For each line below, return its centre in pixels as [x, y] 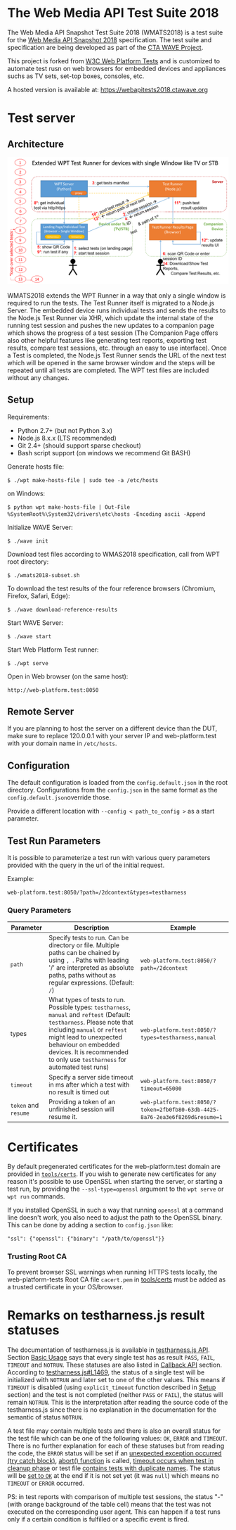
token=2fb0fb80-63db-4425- [180, 1110]
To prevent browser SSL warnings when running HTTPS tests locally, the [112, 1272]
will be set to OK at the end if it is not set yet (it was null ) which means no [113, 1475]
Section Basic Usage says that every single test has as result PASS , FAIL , [111, 1357]
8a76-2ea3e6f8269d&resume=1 [181, 1117]
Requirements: [28, 417]
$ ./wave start [29, 636]
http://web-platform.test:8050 [53, 690]
